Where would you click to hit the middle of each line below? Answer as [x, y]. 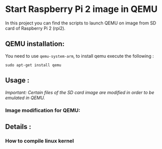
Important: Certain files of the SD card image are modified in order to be [80, 92]
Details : [18, 126]
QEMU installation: [35, 44]
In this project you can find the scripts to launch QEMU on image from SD [81, 23]
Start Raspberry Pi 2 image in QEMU [81, 9]
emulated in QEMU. [25, 98]
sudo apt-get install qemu [33, 65]
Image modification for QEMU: [43, 111]
